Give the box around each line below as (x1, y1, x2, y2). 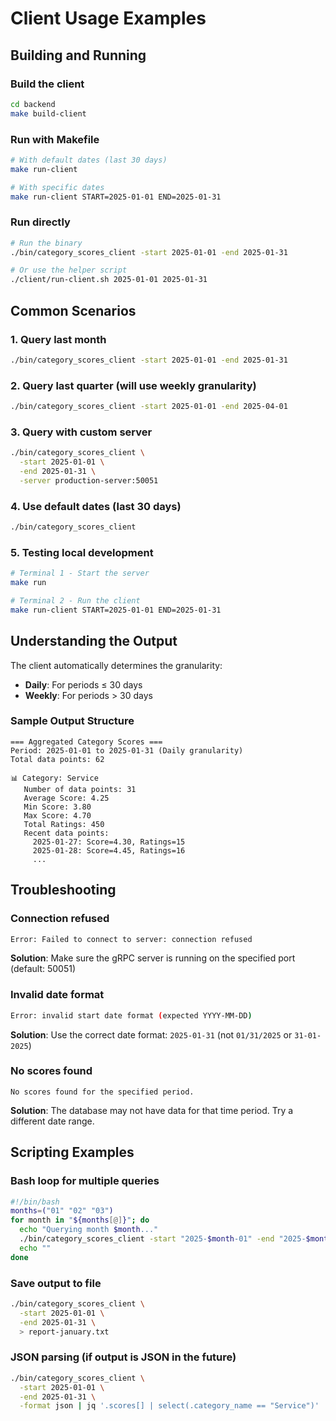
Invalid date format (10, 988, 105, 1002)
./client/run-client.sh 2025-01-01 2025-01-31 (10, 275, 208, 285)
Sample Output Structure (10, 714, 135, 728)
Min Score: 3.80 (23, 802, 92, 812)
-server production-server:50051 (19, 475, 159, 486)
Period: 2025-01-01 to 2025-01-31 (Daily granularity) (10, 745, 244, 756)
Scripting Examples (10, 1144, 135, 1161)
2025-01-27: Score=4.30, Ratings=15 (32, 837, 186, 847)
